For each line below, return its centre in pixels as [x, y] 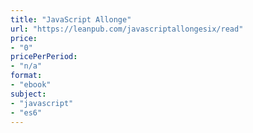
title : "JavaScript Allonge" [71, 19]
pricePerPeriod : [44, 57]
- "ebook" [31, 85]
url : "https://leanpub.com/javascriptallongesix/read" [127, 29]
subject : [28, 94]
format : [26, 76]
